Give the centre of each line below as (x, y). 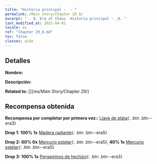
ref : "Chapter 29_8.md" (29, 32)
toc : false (16, 37)
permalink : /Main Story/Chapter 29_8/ (44, 14)
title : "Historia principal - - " (41, 9)
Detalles (18, 61)
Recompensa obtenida (40, 107)
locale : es (16, 28)
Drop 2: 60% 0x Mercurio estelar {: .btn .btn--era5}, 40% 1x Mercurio (75, 142)
